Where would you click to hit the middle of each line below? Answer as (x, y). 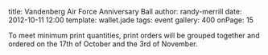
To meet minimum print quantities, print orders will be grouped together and (134, 35)
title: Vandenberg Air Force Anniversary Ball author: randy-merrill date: (125, 12)
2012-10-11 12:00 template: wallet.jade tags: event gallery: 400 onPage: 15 (131, 20)
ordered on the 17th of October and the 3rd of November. (103, 44)
